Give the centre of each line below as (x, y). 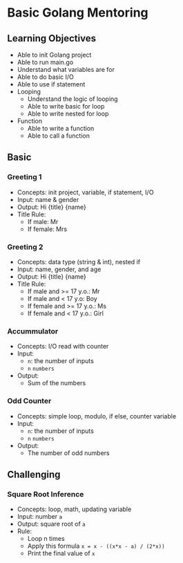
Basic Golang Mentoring (78, 13)
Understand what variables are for (66, 70)
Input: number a (40, 517)
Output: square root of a (51, 524)
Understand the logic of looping (73, 99)
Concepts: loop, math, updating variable (74, 509)
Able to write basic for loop (66, 106)
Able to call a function (58, 136)
